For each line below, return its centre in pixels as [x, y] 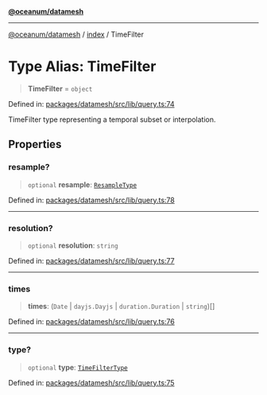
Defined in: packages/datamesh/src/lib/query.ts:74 [91, 104]
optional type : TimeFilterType [78, 367]
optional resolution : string [73, 245]
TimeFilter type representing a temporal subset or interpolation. [112, 119]
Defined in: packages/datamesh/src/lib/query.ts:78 [91, 200]
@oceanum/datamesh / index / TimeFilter [76, 34]
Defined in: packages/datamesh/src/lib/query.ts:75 [91, 382]
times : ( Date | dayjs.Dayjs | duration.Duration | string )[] [121, 307]
